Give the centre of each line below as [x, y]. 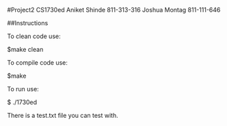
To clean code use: [34, 36]
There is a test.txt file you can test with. [63, 115]
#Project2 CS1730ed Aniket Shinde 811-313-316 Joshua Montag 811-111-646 [114, 10]
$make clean [25, 49]
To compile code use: [38, 63]
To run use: [23, 89]
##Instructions [28, 23]
